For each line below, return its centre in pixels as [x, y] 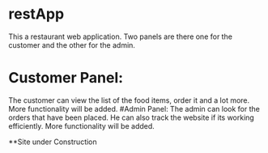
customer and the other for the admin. [72, 45]
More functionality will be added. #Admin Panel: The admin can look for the [134, 108]
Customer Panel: [66, 78]
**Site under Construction [53, 142]
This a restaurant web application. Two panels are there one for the [121, 36]
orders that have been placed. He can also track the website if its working [132, 117]
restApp [36, 14]
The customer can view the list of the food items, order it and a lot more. [129, 100]
